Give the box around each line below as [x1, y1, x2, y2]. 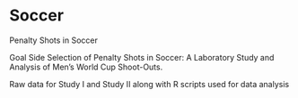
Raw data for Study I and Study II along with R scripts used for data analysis [9, 78, 290, 89]
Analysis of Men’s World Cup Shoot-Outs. [9, 61, 163, 72]
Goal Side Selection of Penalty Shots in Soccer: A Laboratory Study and [9, 52, 275, 62]
